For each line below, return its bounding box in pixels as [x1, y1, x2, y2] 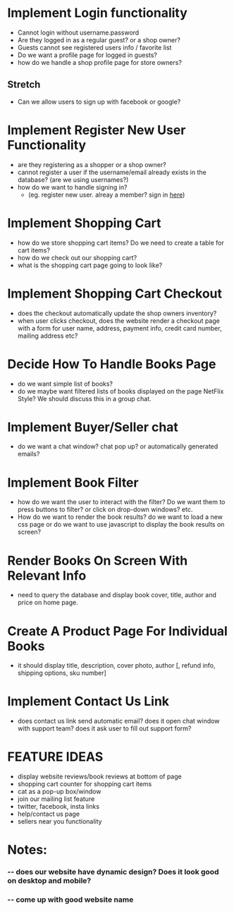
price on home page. [17, 598, 79, 607]
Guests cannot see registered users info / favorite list [17, 43, 172, 51]
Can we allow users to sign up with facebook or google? [17, 97, 181, 106]
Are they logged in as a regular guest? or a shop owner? [17, 35, 181, 44]
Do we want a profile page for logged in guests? [17, 51, 157, 59]
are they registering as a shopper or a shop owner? [17, 160, 167, 169]
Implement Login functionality [7, 5, 188, 21]
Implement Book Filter [7, 475, 139, 491]
